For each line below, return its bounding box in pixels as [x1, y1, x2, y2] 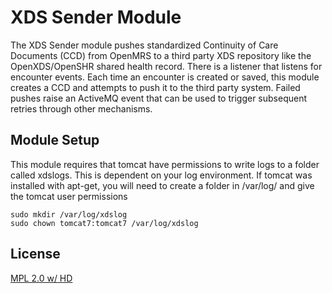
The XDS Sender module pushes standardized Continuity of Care [10, 39, 279, 51]
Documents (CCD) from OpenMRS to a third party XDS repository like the [10, 49, 312, 61]
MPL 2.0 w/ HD [10, 272, 73, 284]
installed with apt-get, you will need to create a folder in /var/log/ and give [10, 179, 315, 191]
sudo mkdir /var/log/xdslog [10, 209, 128, 220]
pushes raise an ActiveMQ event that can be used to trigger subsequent [10, 92, 308, 104]
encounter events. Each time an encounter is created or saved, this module [10, 71, 320, 83]
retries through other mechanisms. [10, 102, 153, 115]
